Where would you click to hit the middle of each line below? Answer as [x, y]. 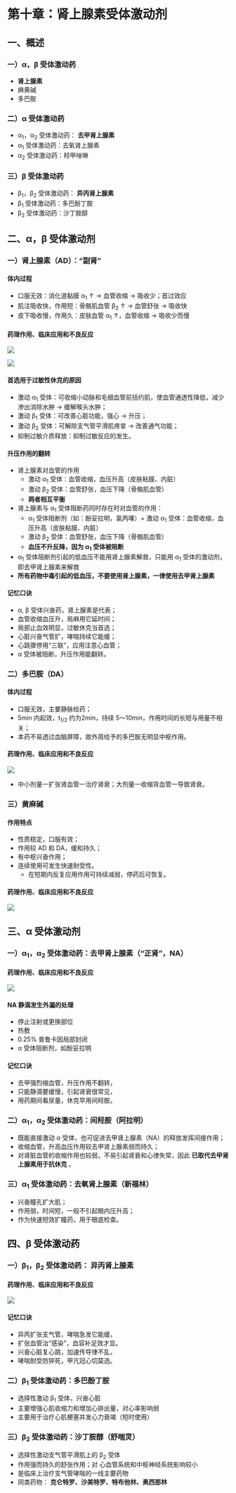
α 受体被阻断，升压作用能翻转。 [64, 654]
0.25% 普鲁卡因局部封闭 [52, 1039]
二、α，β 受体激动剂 [52, 239]
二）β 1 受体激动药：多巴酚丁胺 [59, 1381]
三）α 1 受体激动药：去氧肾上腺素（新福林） [80, 1185]
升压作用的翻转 [29, 453]
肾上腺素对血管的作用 [48, 470]
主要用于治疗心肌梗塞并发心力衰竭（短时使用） [85, 1417]
